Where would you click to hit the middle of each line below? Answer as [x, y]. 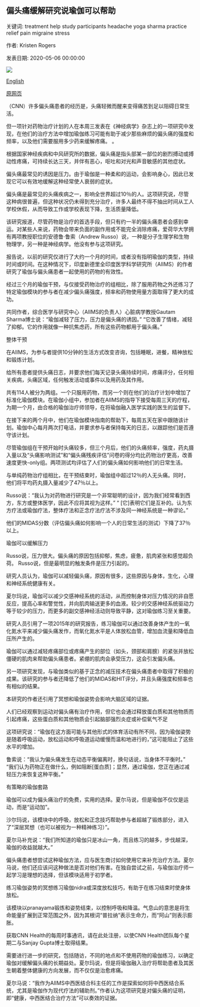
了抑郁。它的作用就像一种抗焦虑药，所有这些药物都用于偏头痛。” [84, 326]
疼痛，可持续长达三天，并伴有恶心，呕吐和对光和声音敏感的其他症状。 [102, 161]
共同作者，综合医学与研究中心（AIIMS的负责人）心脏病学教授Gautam [91, 311]
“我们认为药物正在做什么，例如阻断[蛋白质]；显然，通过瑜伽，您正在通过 [95, 767]
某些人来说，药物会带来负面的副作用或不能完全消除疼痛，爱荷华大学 [105, 229]
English [15, 81]
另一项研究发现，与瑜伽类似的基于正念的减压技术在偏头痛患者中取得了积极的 [100, 671]
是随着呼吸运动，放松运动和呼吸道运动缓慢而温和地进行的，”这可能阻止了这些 [100, 739]
